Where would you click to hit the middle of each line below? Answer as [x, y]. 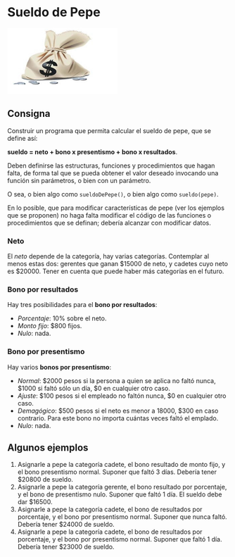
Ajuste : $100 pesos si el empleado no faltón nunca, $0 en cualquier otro [122, 396]
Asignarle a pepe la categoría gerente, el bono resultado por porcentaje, [122, 487]
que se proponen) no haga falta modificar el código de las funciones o [109, 215]
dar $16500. [35, 502]
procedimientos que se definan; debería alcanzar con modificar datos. [109, 223]
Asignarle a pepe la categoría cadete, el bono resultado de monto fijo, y [121, 465]
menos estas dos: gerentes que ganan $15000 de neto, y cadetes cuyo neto [118, 264]
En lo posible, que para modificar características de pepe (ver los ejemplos [116, 208]
